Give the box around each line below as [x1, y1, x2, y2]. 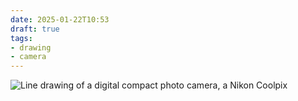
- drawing [10, 42, 52, 53]
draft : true [10, 24, 60, 34]
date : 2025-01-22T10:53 [10, 14, 110, 25]
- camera [10, 52, 47, 62]
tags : [10, 33, 33, 43]
